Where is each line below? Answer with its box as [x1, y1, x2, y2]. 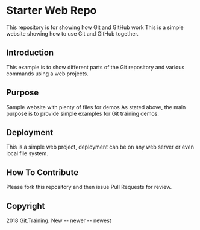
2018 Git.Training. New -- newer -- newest [6, 217, 111, 224]
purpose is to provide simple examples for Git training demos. [6, 110, 160, 117]
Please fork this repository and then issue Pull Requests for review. [6, 184, 172, 191]
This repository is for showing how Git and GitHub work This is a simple [6, 24, 184, 31]
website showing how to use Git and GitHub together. [6, 30, 139, 37]
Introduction [6, 48, 54, 58]
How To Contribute [6, 167, 79, 177]
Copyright [6, 200, 45, 211]
